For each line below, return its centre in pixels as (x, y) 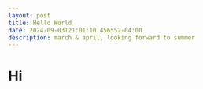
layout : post (30, 15)
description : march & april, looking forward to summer (101, 37)
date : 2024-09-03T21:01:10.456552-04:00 (76, 30)
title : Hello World (40, 23)
